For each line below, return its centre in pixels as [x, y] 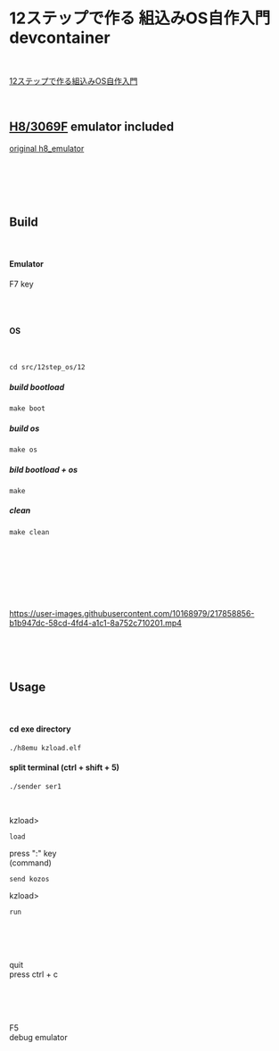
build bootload [37, 387]
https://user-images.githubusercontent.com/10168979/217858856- [132, 613]
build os [25, 428]
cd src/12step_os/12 [48, 367]
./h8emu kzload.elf [45, 748]
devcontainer [60, 38]
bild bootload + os [44, 469]
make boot [28, 408]
